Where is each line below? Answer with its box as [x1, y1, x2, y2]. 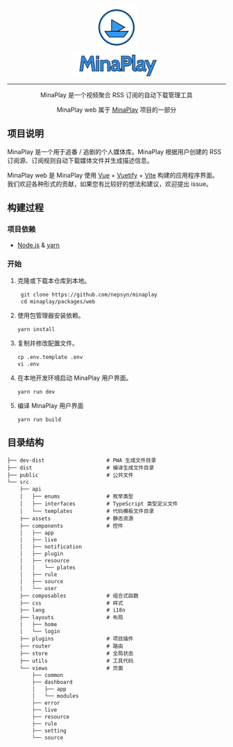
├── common [32, 671, 64, 678]
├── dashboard [32, 678, 73, 685]
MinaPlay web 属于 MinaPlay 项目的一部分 [56, 106, 177, 114]
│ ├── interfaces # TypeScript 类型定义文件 [19, 500, 178, 507]
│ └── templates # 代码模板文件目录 [19, 507, 155, 514]
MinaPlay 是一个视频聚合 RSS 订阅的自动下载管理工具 [40, 91, 193, 99]
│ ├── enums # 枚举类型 [19, 493, 134, 500]
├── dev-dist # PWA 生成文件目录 [7, 457, 157, 464]
